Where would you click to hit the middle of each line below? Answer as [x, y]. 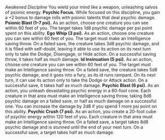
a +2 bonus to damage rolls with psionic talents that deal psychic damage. [81, 17]
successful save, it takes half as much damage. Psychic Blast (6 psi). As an [82, 85]
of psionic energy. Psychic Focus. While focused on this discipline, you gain [82, 12]
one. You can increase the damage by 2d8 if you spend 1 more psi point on [81, 106]
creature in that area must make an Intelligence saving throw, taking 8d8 [78, 96]
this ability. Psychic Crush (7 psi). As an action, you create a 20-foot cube [81, 112]
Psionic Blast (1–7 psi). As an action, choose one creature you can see [77, 23]
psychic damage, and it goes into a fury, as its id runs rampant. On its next [81, 75]
